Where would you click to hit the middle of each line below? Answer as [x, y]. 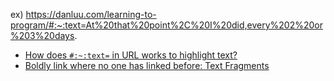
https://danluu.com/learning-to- [91, 14]
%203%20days [42, 35]
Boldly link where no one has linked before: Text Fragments [147, 65]
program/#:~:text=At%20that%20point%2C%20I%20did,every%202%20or [166, 25]
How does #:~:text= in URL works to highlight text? [131, 55]
